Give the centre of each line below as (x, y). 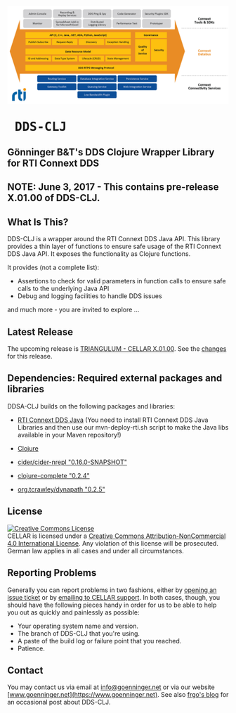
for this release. (30, 356)
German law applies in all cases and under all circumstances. (96, 551)
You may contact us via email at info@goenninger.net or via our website (111, 687)
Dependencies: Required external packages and (115, 378)
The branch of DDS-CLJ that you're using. (79, 633)
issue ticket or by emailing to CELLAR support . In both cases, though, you (113, 597)
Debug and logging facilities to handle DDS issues (90, 296)
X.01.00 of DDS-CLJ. (54, 198)
